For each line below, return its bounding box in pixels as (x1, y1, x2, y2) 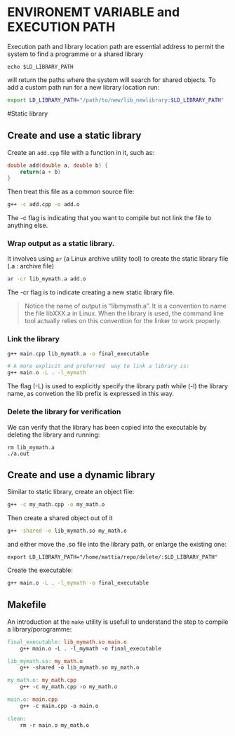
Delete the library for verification (7, 407, 121, 417)
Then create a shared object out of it (7, 514, 114, 522)
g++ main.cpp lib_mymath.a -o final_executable (7, 350, 149, 357)
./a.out (7, 450, 30, 457)
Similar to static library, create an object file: (7, 488, 135, 496)
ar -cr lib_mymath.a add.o (7, 275, 86, 282)
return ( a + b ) (20, 168, 61, 175)
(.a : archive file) (7, 262, 55, 271)
